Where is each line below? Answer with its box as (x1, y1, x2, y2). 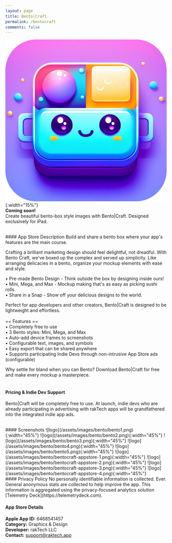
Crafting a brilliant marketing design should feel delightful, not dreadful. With (5, 249, 167, 255)
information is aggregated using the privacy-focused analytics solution (5, 487, 155, 493)
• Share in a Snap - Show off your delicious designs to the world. (5, 292, 142, 298)
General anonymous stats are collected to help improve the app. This (5, 481, 151, 488)
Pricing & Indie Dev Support (5, 389, 66, 395)
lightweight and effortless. (5, 307, 60, 313)
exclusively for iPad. (5, 218, 48, 224)
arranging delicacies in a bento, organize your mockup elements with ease (5, 260, 163, 267)
